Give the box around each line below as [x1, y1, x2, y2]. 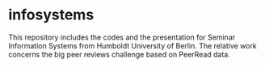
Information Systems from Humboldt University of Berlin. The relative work [8, 40, 257, 50]
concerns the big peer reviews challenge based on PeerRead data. [8, 49, 230, 59]
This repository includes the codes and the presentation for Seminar [8, 32, 236, 42]
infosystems [8, 6, 95, 24]
